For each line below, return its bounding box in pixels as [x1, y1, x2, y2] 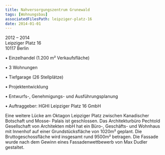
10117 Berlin [5, 45, 29, 51]
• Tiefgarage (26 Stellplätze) [5, 74, 64, 80]
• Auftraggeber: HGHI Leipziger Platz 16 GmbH [5, 103, 101, 109]
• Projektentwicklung [5, 84, 49, 90]
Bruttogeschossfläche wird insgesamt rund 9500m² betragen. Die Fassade [5, 134, 159, 140]
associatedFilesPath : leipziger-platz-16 [5, 16, 92, 21]
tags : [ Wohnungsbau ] [5, 12, 48, 17]
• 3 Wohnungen [5, 65, 38, 71]
